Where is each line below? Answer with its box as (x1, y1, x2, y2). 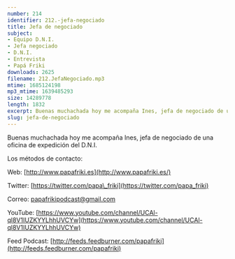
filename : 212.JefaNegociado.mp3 (7, 75, 105, 82)
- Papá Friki (7, 62, 45, 69)
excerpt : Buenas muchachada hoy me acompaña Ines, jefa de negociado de (7, 108, 224, 114)
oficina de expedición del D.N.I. (7, 140, 98, 149)
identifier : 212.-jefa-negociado (7, 17, 105, 24)
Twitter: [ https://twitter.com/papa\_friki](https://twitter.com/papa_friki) (7, 181, 209, 189)
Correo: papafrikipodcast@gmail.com (7, 195, 116, 203)
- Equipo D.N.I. (7, 36, 55, 43)
